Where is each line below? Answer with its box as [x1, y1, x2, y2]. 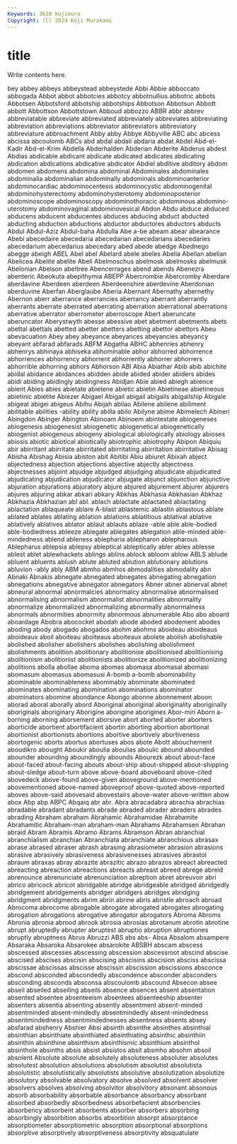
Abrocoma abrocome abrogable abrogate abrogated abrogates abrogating [7, 903, 224, 912]
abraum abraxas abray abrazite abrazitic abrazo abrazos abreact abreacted [7, 858, 228, 867]
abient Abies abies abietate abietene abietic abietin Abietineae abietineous [7, 385, 224, 393]
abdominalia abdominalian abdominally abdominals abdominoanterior [7, 175, 210, 183]
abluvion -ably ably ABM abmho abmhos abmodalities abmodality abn [7, 565, 212, 573]
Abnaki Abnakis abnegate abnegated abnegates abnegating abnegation [7, 573, 216, 581]
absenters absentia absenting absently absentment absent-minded [7, 1001, 203, 1010]
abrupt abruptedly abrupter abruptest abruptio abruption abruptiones [7, 926, 209, 934]
